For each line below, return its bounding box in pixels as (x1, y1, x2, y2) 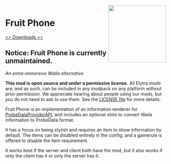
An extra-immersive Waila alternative (5, 70, 84, 76)
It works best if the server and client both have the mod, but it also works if (5, 147, 163, 153)
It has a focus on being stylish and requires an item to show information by (5, 126, 162, 133)
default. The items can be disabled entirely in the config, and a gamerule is (5, 132, 162, 138)
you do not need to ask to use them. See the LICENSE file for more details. (5, 96, 161, 102)
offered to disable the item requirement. (5, 137, 89, 144)
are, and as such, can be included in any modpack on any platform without (5, 85, 162, 91)
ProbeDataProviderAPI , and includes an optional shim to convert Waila (5, 111, 153, 117)
